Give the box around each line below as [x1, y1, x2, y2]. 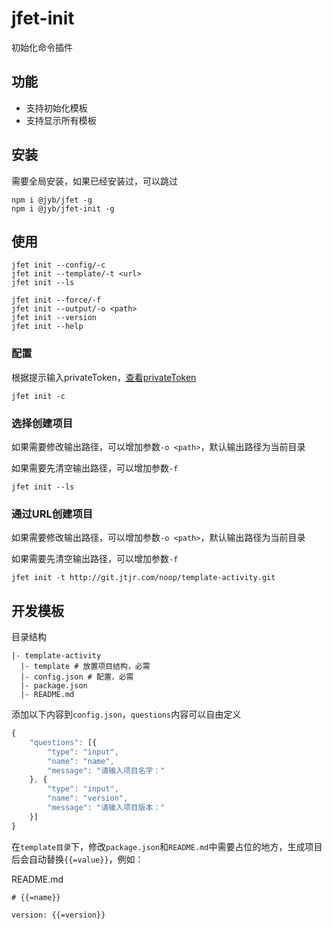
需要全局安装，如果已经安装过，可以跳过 [11, 175, 178, 187]
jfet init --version [11, 313, 98, 323]
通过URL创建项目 [11, 507, 94, 521]
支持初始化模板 [25, 102, 88, 114]
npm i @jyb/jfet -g [11, 195, 93, 205]
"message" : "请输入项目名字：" [47, 765, 166, 776]
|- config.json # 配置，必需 [20, 672, 134, 682]
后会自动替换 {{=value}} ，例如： [11, 853, 144, 865]
